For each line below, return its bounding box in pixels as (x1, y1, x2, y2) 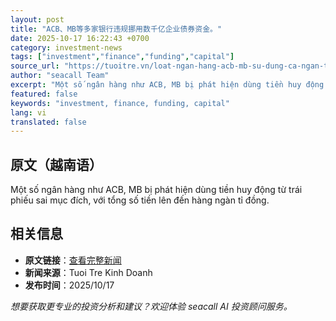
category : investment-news (10, 42, 123, 53)
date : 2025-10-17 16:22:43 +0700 (10, 33, 150, 43)
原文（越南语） (10, 156, 103, 173)
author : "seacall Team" (10, 71, 110, 81)
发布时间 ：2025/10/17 (24, 279, 115, 291)
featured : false (10, 89, 78, 99)
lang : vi (10, 107, 47, 118)
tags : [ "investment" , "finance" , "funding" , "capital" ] (10, 52, 235, 62)
